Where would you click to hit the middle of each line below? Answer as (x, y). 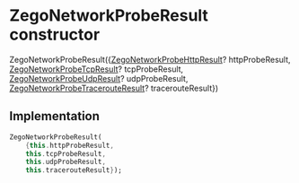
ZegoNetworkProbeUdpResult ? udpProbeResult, (99, 78)
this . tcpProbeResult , (66, 153)
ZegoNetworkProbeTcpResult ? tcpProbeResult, (97, 69)
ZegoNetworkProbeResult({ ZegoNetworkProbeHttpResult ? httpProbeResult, (150, 59)
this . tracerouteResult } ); (74, 170)
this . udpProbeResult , (66, 162)
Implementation (55, 116)
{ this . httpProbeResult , (70, 145)
